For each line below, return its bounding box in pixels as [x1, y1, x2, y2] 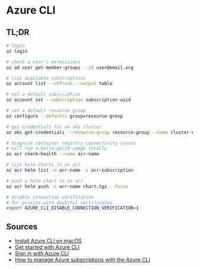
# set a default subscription [6, 91, 81, 98]
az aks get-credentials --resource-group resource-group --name [6, 129, 168, 135]
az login [6, 48, 28, 54]
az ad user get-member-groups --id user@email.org [6, 65, 134, 71]
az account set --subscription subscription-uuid [6, 97, 131, 103]
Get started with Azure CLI [14, 244, 80, 251]
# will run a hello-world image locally [6, 146, 108, 152]
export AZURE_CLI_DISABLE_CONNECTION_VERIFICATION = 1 [6, 205, 139, 211]
